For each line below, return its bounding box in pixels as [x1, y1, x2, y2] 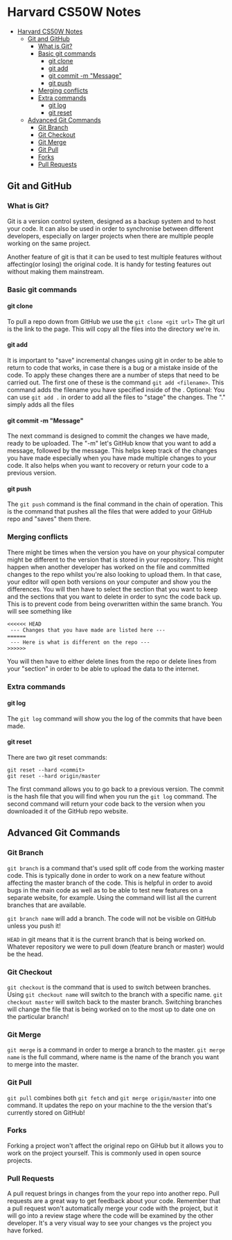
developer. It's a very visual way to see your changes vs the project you [7, 1219, 212, 1227]
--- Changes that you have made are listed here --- [10, 626, 166, 633]
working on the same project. [7, 239, 91, 247]
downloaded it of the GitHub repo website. [7, 807, 128, 815]
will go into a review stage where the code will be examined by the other [7, 1212, 213, 1220]
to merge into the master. [7, 1061, 79, 1069]
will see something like [7, 607, 72, 615]
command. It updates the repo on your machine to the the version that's [7, 1101, 213, 1109]
